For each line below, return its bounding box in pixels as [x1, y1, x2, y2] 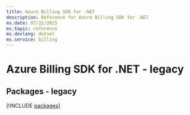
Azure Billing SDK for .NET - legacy [6, 62, 184, 76]
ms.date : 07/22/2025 [6, 20, 58, 26]
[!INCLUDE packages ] [6, 102, 61, 109]
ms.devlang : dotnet [6, 31, 55, 37]
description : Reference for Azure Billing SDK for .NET [6, 14, 149, 20]
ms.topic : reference [6, 25, 58, 32]
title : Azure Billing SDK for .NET [6, 8, 95, 15]
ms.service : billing [6, 37, 58, 43]
